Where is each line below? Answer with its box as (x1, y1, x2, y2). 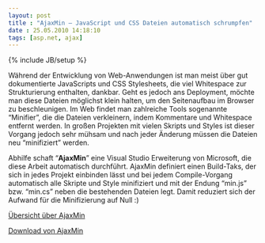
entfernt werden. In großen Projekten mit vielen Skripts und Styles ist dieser (8, 121, 255, 131)
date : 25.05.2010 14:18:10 (8, 26, 101, 34)
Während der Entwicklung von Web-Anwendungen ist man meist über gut (8, 70, 248, 80)
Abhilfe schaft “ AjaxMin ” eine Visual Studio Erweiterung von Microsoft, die (8, 154, 252, 163)
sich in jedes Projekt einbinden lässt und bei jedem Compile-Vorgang (8, 170, 233, 180)
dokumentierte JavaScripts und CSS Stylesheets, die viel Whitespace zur (8, 79, 247, 89)
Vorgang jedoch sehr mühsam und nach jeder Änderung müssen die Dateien (8, 130, 258, 139)
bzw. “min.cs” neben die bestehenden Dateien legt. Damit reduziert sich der (8, 187, 256, 196)
